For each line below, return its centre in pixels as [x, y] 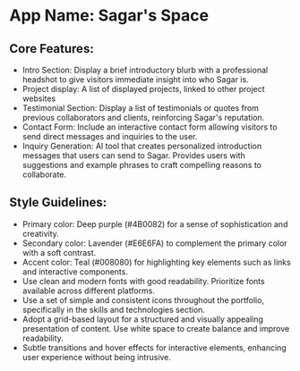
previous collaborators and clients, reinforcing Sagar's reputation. [143, 118]
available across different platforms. [88, 291]
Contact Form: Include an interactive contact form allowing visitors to [150, 127]
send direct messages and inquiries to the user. [110, 136]
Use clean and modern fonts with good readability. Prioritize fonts [144, 281]
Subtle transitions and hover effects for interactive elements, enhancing [154, 347]
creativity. [41, 233]
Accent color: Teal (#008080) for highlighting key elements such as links [156, 262]
